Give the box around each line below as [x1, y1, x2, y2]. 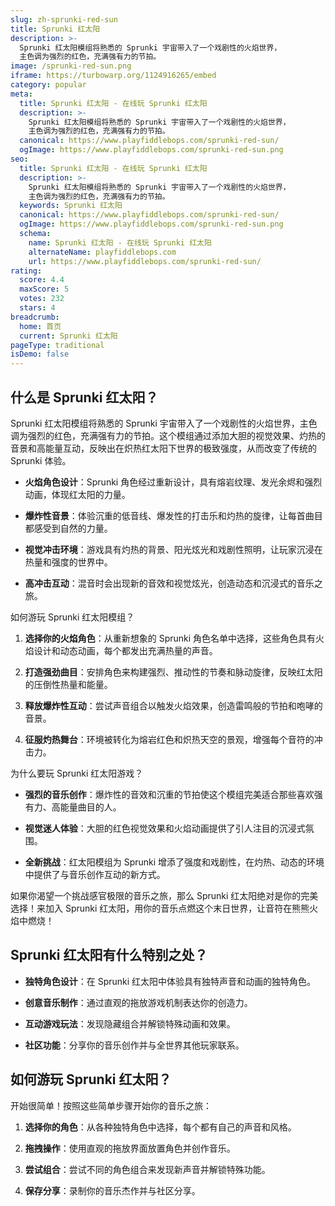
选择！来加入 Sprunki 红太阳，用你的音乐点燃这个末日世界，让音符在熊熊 [10, 902, 310, 914]
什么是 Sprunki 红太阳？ [10, 389, 159, 406]
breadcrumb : [10, 312, 60, 322]
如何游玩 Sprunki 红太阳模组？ [10, 611, 135, 623]
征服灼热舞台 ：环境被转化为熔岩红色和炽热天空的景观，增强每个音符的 [24, 733, 315, 745]
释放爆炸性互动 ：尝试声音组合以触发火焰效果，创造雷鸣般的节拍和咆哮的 [24, 699, 323, 711]
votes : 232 [19, 294, 65, 304]
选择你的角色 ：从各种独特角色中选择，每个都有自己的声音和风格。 [24, 1121, 297, 1133]
